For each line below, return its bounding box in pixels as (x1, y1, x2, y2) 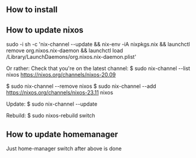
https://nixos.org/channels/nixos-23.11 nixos (6, 89, 114, 96)
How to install (6, 5, 58, 15)
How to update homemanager (6, 129, 118, 139)
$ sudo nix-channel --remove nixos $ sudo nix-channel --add (6, 83, 156, 90)
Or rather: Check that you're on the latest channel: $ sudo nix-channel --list (6, 65, 191, 72)
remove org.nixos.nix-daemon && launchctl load (6, 47, 123, 54)
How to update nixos (6, 25, 84, 35)
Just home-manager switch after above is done (6, 145, 122, 152)
